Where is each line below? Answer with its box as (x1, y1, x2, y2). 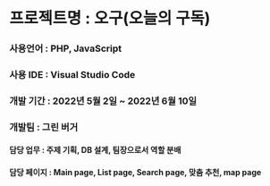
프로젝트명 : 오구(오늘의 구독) (9, 8, 211, 29)
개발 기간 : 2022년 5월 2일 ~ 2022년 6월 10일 (9, 95, 198, 107)
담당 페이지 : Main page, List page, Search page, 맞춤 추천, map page (9, 167, 262, 178)
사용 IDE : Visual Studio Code (9, 69, 136, 81)
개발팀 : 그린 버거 (9, 121, 79, 133)
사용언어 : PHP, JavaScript (9, 42, 122, 55)
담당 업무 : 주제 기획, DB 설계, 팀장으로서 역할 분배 (9, 145, 181, 156)
